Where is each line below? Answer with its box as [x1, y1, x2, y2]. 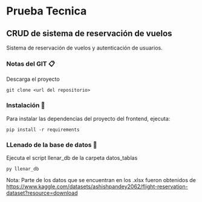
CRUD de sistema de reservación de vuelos [6, 28, 172, 39]
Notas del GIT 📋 [6, 59, 56, 68]
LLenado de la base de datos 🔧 [6, 140, 98, 149]
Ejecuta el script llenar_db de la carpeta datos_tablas [6, 154, 138, 161]
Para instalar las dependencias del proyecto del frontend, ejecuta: [6, 115, 171, 122]
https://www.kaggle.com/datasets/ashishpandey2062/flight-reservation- [6, 183, 189, 190]
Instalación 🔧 [6, 101, 45, 110]
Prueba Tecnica [6, 4, 87, 18]
